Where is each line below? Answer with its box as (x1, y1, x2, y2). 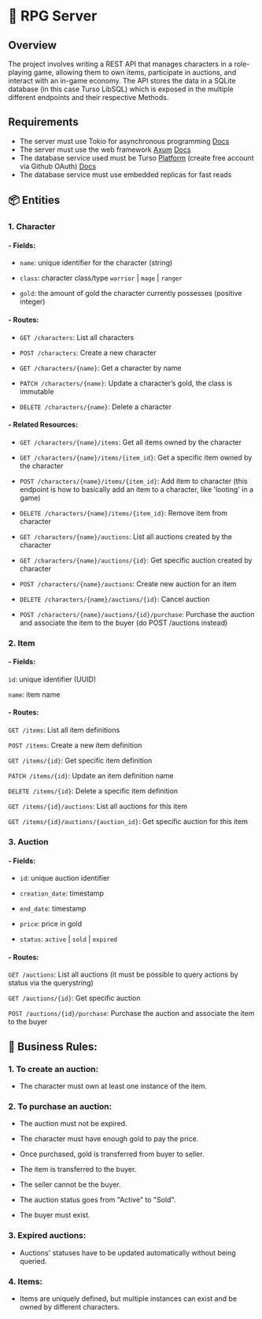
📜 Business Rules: (8, 1040, 98, 1053)
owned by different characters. (19, 1302, 120, 1311)
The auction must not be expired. (19, 1119, 127, 1129)
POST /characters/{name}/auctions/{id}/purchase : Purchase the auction (19, 609, 255, 619)
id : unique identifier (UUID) (8, 674, 97, 684)
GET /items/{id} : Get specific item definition (8, 756, 153, 766)
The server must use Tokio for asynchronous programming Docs (19, 136, 230, 146)
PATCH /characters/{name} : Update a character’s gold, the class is (19, 378, 233, 388)
